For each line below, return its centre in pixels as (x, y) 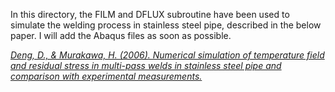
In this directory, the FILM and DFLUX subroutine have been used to (150, 14)
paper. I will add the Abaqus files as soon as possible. (121, 35)
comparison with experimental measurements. (106, 76)
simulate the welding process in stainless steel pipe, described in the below (166, 25)
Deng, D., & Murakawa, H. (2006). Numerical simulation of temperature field (167, 55)
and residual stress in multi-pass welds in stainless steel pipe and (146, 65)
